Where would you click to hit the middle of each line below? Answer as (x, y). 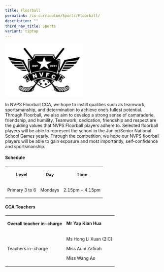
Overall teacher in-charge (35, 224)
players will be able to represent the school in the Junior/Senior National (78, 130)
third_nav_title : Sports (31, 26)
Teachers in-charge (28, 249)
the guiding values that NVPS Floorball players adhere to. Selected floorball (82, 125)
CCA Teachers (20, 207)
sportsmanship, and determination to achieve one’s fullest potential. (74, 110)
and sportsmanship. (25, 146)
